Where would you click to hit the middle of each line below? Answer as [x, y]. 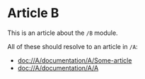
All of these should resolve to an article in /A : [72, 46]
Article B [33, 13]
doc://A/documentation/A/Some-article [75, 60]
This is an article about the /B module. [63, 33]
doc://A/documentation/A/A [58, 68]
